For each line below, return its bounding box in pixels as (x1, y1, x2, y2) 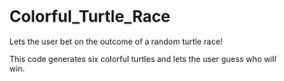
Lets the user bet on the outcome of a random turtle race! (9, 36, 224, 47)
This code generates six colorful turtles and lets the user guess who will (9, 53, 277, 64)
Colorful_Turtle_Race (9, 6, 171, 27)
